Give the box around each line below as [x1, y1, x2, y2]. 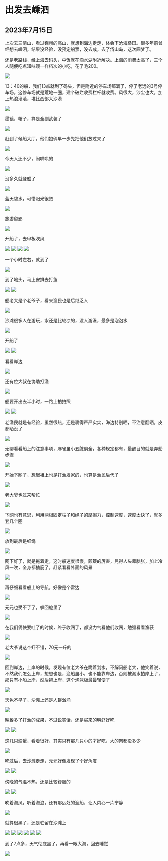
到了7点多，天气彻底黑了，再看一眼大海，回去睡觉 [5, 841, 108, 846]
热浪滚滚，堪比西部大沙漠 [9, 96, 62, 101]
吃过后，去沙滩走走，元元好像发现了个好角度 [5, 758, 97, 764]
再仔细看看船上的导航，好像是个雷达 [5, 584, 80, 590]
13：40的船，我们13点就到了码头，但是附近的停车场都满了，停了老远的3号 [5, 83, 158, 89]
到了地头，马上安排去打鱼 [5, 277, 58, 282]
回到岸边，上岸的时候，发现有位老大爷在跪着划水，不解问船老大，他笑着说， [5, 664, 163, 670]
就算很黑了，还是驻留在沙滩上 [5, 820, 66, 825]
